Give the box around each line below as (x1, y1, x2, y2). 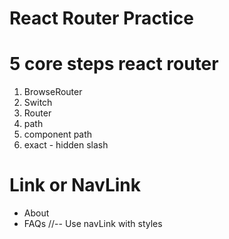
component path (23, 128, 93, 141)
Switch (23, 97, 53, 109)
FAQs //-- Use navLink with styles (23, 218, 163, 230)
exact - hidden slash (23, 139, 109, 151)
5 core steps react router (9, 53, 219, 76)
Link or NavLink (9, 174, 141, 197)
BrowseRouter (23, 86, 83, 98)
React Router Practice (9, 7, 194, 30)
